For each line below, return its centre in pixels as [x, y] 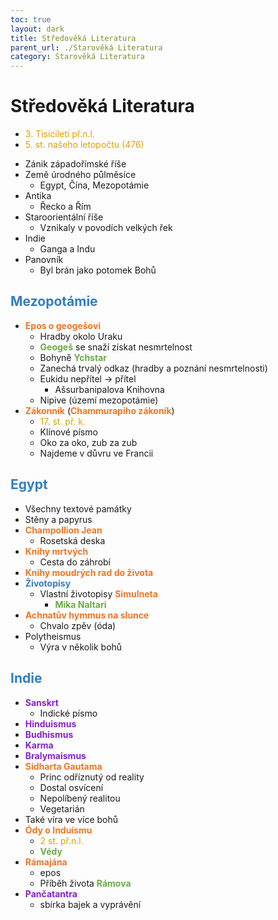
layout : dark [37, 29]
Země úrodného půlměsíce [80, 175]
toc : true [31, 19]
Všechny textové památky [78, 508]
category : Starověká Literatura [77, 57]
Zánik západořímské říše [75, 164]
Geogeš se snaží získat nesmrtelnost [116, 347]
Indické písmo [68, 713]
